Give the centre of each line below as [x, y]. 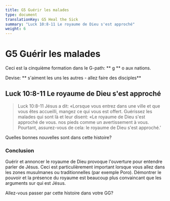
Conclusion [20, 150]
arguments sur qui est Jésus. [36, 183]
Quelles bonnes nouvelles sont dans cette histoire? [58, 137]
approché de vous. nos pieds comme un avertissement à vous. [83, 122]
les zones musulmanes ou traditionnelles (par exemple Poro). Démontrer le [83, 173]
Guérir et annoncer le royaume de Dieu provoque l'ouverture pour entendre [84, 162]
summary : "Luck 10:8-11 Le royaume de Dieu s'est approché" [70, 24]
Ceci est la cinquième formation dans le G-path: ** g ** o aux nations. [78, 68]
